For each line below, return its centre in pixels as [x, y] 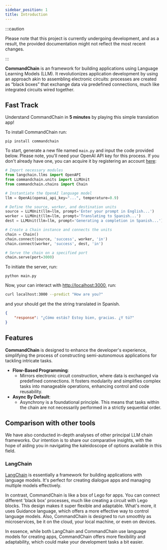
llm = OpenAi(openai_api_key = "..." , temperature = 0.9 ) [62, 198]
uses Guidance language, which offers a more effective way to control [77, 511]
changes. [15, 49]
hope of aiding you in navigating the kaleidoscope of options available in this [83, 446]
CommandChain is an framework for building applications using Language [82, 68]
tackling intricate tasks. [29, 360]
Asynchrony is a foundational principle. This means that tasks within [89, 402]
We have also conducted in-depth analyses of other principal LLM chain [79, 435]
